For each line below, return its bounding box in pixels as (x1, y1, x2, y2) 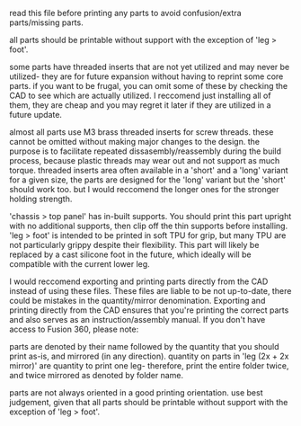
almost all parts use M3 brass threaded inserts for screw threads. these (9, 127, 274, 138)
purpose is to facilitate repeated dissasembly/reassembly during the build (9, 146, 281, 156)
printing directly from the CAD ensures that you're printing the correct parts (9, 305, 289, 315)
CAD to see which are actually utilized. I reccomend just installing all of (9, 90, 271, 101)
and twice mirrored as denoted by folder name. (9, 370, 184, 380)
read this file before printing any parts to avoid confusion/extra (9, 8, 242, 18)
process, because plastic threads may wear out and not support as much (9, 155, 280, 165)
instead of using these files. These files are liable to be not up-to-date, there (9, 286, 292, 296)
